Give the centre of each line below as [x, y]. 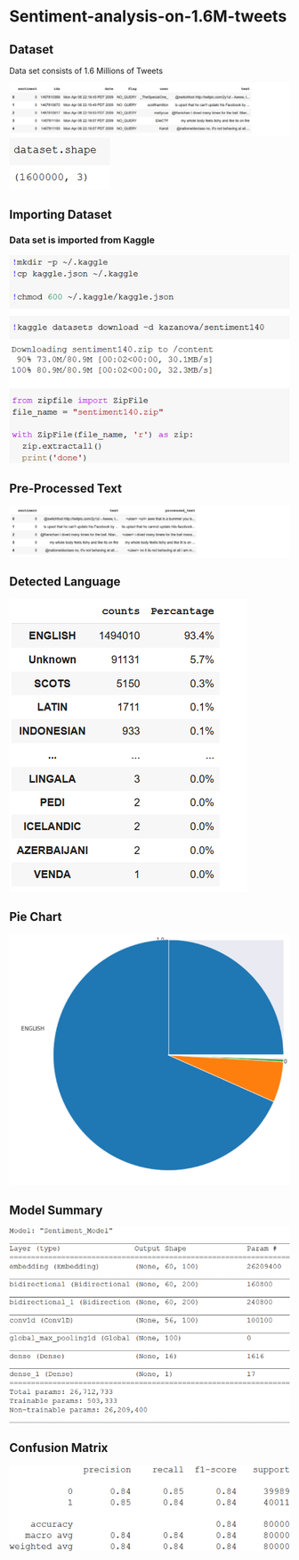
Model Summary [56, 1210]
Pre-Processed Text [66, 488]
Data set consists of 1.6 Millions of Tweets [86, 71]
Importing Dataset [61, 215]
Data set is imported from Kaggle [82, 240]
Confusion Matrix [59, 1448]
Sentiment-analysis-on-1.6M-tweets [148, 17]
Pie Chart [36, 917]
